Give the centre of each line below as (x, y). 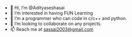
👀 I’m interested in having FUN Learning (52, 13)
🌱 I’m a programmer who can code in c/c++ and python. (69, 18)
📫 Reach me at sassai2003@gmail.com (52, 29)
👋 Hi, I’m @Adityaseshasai (37, 8)
